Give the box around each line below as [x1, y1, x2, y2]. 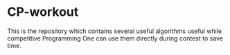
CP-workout [7, 4, 79, 20]
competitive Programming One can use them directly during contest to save [7, 34, 224, 42]
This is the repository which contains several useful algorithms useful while [7, 27, 222, 35]
